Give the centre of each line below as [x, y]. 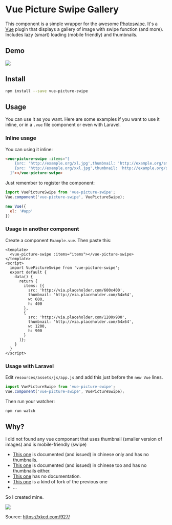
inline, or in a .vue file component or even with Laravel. [63, 125]
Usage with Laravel [30, 366]
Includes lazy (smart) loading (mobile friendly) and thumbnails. [71, 34]
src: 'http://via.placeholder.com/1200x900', [77, 317]
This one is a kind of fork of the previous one [60, 482]
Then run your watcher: [30, 401]
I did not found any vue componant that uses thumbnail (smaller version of [84, 439]
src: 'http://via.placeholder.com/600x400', [76, 290]
